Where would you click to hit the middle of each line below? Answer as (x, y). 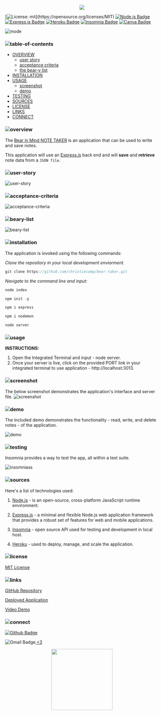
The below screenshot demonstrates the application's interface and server (80, 391)
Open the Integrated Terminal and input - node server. (66, 358)
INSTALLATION (27, 75)
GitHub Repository (24, 590)
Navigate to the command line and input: (46, 281)
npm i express (20, 308)
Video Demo (18, 610)
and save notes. (21, 145)
